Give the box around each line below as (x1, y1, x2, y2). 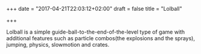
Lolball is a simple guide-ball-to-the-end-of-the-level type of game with (6, 28, 185, 35)
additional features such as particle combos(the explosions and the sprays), (6, 35, 195, 41)
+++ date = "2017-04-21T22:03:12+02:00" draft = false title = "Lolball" (6, 5, 182, 12)
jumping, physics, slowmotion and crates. (6, 41, 110, 48)
